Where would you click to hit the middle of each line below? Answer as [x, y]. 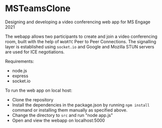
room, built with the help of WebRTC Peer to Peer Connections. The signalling [81, 41]
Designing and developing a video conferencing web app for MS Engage [78, 22]
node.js [20, 70]
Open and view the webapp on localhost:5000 [58, 120]
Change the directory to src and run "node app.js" [63, 115]
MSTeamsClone [38, 8]
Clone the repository [33, 99]
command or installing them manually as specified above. [70, 110]
